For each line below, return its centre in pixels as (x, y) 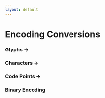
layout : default (22, 10)
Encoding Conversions (52, 34)
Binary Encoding (25, 90)
